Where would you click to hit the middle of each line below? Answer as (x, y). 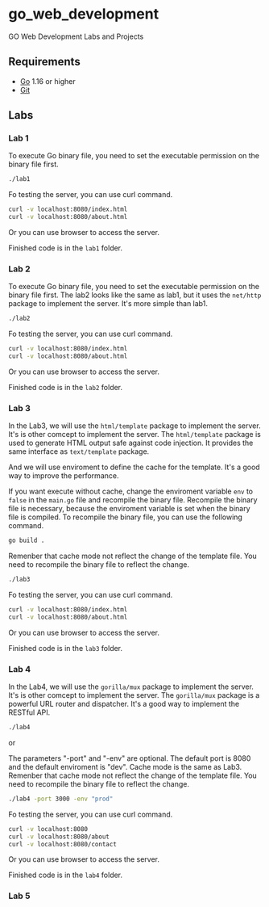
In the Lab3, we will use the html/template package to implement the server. (134, 426)
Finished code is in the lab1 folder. (66, 248)
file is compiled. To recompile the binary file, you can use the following (126, 517)
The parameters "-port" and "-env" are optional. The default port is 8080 (130, 758)
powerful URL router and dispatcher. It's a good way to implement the (124, 704)
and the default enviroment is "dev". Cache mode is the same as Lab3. (125, 766)
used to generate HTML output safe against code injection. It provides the (131, 443)
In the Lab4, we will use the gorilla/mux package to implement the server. (131, 687)
